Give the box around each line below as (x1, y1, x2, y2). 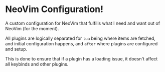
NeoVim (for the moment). (5, 25, 59, 31)
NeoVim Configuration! (5, 4, 104, 15)
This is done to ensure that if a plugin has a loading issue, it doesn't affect (5, 55, 158, 61)
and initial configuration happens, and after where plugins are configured (5, 40, 158, 46)
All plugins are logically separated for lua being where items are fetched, (5, 35, 155, 41)
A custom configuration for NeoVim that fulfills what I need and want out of (5, 20, 160, 26)
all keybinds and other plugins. (5, 61, 69, 67)
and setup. (5, 46, 28, 52)
